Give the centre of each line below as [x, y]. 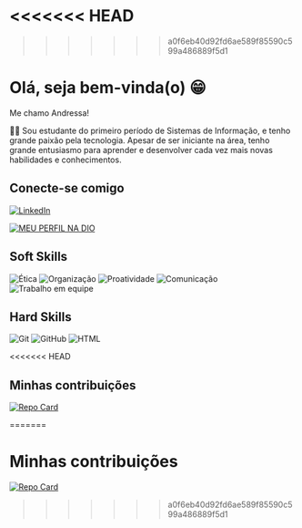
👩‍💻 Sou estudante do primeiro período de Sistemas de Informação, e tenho [150, 130]
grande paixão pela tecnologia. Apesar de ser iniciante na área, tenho [140, 140]
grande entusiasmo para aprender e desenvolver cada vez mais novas [141, 150]
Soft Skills [39, 257]
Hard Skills [40, 317]
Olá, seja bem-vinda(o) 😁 [108, 88]
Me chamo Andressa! [49, 113]
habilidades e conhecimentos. [65, 160]
